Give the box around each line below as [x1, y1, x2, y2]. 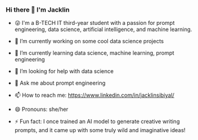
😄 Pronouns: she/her [14, 106, 68, 113]
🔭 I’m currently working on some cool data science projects [14, 38, 164, 45]
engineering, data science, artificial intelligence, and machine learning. [14, 26, 193, 33]
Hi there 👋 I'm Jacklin [5, 5, 70, 14]
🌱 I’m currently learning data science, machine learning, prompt [14, 49, 175, 57]
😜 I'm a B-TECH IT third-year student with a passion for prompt [14, 19, 175, 27]
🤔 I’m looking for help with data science [14, 68, 114, 75]
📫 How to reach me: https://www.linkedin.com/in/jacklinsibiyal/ [14, 91, 175, 99]
